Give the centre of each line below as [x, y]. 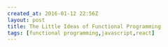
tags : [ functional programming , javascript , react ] [81, 33]
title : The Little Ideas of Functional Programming [84, 26]
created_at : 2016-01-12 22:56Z [53, 13]
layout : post [26, 20]
